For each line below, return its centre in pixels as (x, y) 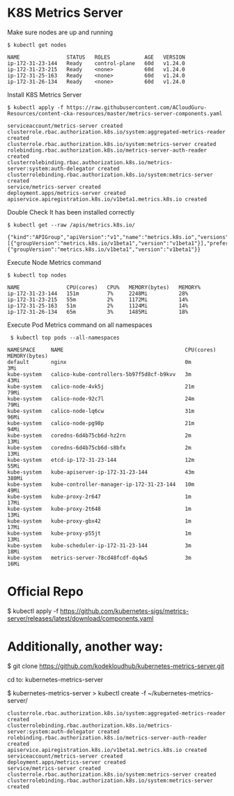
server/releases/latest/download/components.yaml (80, 618)
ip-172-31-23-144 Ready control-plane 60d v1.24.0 (96, 63)
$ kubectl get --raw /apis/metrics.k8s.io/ (71, 225)
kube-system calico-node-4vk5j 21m (101, 386)
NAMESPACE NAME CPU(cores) (112, 350)
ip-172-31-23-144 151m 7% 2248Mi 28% (98, 294)
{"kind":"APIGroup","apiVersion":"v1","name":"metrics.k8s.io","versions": (119, 237)
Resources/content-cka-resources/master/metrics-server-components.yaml (115, 113)
